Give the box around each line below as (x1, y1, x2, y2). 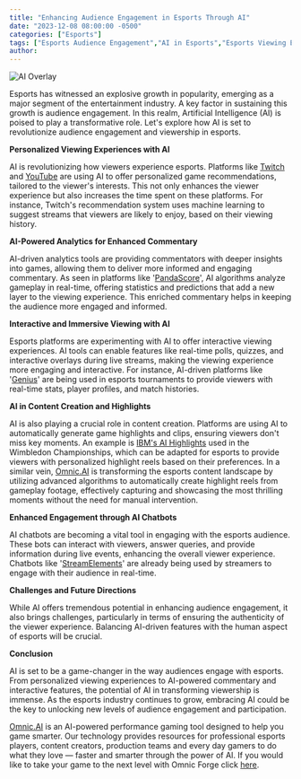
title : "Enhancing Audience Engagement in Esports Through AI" (9, 13, 251, 22)
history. (9, 219, 38, 230)
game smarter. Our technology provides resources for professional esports (9, 731, 286, 741)
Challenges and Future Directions (9, 585, 137, 596)
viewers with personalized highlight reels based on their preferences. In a (9, 457, 280, 468)
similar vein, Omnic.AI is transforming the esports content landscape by (9, 466, 273, 477)
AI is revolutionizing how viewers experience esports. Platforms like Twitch (9, 162, 285, 172)
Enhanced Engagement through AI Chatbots (9, 512, 177, 523)
